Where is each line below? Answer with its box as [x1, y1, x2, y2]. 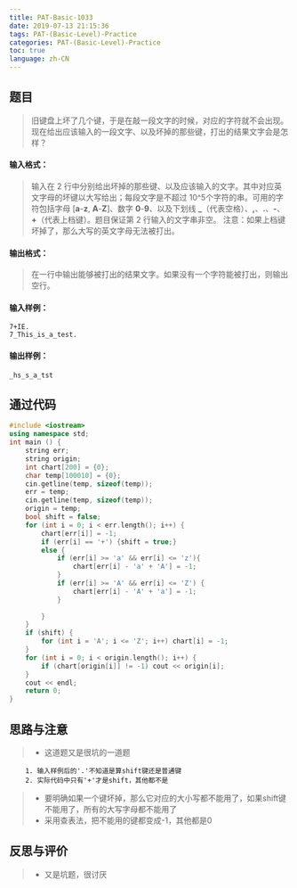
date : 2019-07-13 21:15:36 [9, 21, 109, 30]
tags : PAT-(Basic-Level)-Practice [9, 29, 138, 38]
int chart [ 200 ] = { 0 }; [25, 463, 109, 472]
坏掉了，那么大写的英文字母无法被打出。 [30, 226, 180, 236]
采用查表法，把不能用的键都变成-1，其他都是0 [44, 815, 213, 826]
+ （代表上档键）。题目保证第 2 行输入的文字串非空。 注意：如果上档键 [30, 215, 286, 226]
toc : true [9, 46, 46, 55]
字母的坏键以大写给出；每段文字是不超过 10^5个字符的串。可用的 [38, 193, 277, 203]
